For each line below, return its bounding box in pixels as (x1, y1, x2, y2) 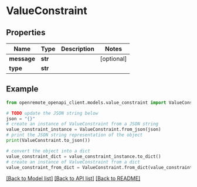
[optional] (100, 55, 127, 63)
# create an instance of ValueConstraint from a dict (6, 159, 141, 165)
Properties (6, 28, 46, 38)
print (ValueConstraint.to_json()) (6, 138, 91, 144)
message (9, 55, 35, 63)
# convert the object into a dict (6, 148, 91, 154)
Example (6, 84, 39, 94)
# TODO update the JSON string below (6, 110, 98, 116)
